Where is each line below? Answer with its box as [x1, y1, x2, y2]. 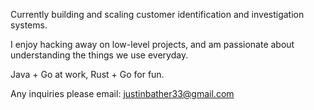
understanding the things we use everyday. [10, 49, 189, 61]
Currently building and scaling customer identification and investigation [10, 9, 305, 20]
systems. [10, 19, 48, 31]
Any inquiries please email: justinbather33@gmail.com [10, 88, 235, 99]
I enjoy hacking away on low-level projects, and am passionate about [10, 39, 295, 50]
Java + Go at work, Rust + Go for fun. [10, 69, 165, 80]
